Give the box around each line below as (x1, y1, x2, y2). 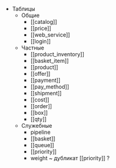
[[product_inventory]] (30, 51, 84, 57)
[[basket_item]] (30, 57, 69, 64)
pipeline (30, 128, 51, 136)
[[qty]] (30, 115, 47, 123)
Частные (21, 44, 45, 51)
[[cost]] (30, 96, 50, 103)
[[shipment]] (30, 90, 62, 97)
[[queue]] (30, 142, 54, 148)
